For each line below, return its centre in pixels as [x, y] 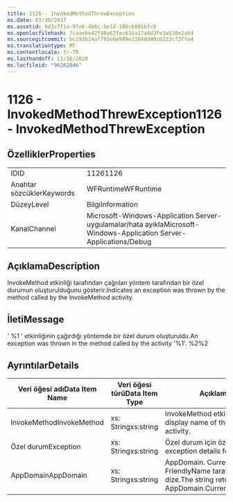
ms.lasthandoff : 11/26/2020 [48, 59]
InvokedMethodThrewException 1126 [115, 114]
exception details [193, 451]
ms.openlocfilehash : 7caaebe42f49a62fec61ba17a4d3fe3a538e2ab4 [101, 33]
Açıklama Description [54, 267]
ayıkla [154, 224]
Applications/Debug [119, 241]
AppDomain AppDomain [49, 476]
